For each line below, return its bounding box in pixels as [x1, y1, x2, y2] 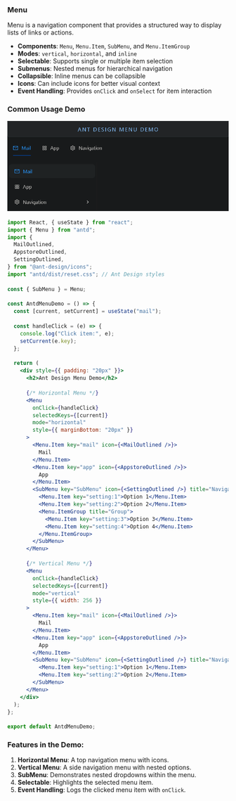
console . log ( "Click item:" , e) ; [20, 330, 114, 337]
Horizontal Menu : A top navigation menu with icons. [17, 756, 169, 764]
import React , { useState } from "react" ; [7, 219, 133, 226]
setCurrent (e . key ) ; [20, 338, 77, 345]
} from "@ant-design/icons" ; [7, 264, 93, 271]
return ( [13, 360, 39, 367]
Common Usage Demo [7, 104, 86, 114]
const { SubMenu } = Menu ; [7, 286, 86, 293]
